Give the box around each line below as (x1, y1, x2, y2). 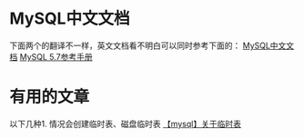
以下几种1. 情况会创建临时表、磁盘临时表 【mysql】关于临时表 (9, 118, 241, 129)
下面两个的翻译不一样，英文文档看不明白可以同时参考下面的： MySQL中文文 (9, 40, 295, 51)
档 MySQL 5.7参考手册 (9, 51, 93, 62)
